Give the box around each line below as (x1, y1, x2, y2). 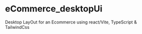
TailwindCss (5, 24, 30, 30)
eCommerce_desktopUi (5, 3, 102, 14)
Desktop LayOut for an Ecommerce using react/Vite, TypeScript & (5, 19, 137, 25)
